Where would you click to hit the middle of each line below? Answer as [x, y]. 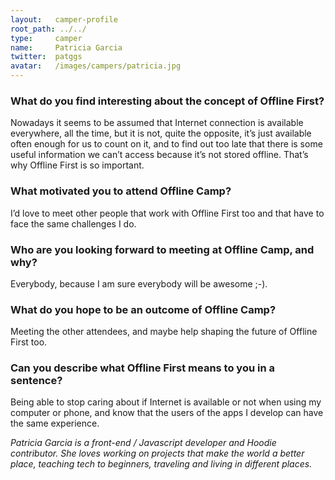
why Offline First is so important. [77, 165]
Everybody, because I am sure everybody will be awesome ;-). [139, 283]
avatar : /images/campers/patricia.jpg [96, 66]
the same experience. [55, 423]
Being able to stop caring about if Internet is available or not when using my [166, 402]
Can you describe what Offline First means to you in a [142, 368]
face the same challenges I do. [73, 223]
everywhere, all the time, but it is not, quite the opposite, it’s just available [161, 133]
